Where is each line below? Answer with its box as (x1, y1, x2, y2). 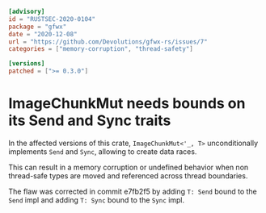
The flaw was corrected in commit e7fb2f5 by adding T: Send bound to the (8, 186, 257, 196)
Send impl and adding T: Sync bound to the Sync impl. (8, 194, 185, 205)
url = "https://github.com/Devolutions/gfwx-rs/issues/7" (8, 37, 208, 46)
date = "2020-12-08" (8, 30, 78, 38)
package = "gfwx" (8, 23, 67, 31)
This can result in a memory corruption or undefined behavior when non (8, 162, 249, 172)
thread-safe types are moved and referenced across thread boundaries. (8, 170, 248, 181)
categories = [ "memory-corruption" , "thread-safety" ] (8, 45, 194, 53)
